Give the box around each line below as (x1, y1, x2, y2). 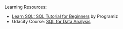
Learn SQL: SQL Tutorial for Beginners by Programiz (11, 14, 118, 19)
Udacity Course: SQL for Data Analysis (11, 19, 91, 24)
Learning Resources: (4, 4, 47, 10)
